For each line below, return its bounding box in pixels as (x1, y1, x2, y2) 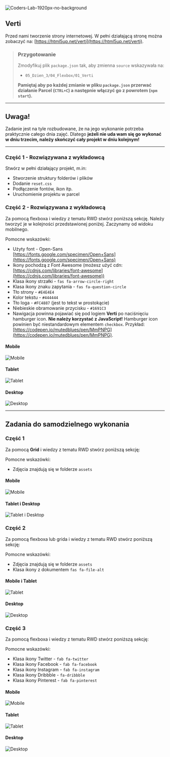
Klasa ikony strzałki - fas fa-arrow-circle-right (12, 278, 114, 284)
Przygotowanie (17, 51, 56, 58)
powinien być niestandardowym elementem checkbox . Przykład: (12, 321, 145, 327)
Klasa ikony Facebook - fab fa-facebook (12, 661, 97, 667)
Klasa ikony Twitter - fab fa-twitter (12, 656, 89, 662)
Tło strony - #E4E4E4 (12, 289, 55, 295)
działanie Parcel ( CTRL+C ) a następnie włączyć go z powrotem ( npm (17, 88, 158, 94)
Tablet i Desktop (5, 500, 40, 506)
